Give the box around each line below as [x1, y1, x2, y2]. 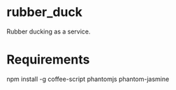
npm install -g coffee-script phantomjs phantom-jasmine [6, 75, 170, 83]
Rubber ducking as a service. [6, 27, 91, 36]
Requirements [6, 52, 90, 68]
